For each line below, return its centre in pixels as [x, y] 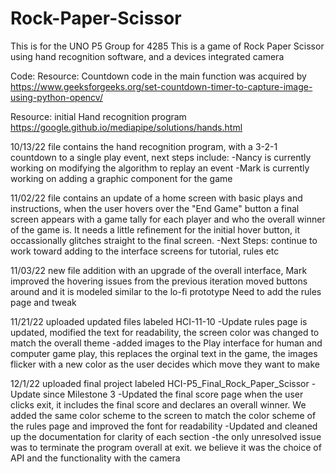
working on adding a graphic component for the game [121, 178]
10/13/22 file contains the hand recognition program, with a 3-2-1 [144, 146]
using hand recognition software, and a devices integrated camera [147, 56]
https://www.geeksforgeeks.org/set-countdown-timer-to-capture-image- [161, 86]
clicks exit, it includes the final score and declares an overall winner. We [158, 404]
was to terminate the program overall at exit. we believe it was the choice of [166, 447]
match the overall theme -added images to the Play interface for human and [166, 343]
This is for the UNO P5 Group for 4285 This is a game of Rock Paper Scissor [167, 46]
